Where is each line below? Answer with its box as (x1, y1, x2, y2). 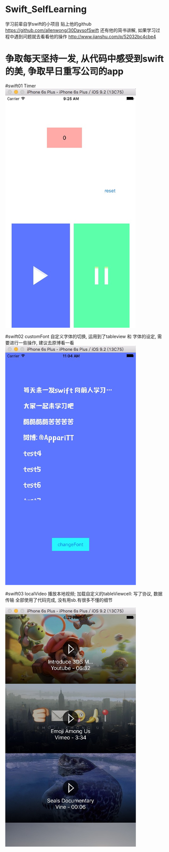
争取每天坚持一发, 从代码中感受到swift (5, 53, 164, 65)
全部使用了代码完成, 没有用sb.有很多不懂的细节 (15, 597, 112, 603)
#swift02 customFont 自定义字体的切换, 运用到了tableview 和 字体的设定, (5, 333, 156, 339)
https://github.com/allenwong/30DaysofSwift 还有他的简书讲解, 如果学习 (5, 27, 156, 33)
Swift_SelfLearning (5, 4, 87, 15)
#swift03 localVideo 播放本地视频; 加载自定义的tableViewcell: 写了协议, (5, 590, 153, 596)
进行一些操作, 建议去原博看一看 (9, 339, 74, 345)
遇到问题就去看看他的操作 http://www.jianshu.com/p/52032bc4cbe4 (14, 33, 156, 39)
